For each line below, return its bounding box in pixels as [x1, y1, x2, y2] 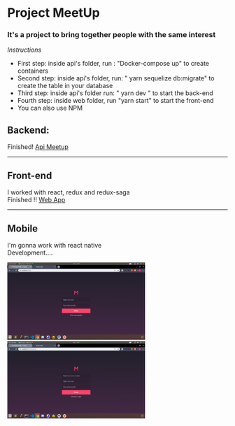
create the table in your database [17, 82, 113, 90]
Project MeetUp [7, 5, 100, 21]
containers [17, 66, 49, 75]
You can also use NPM [17, 104, 83, 113]
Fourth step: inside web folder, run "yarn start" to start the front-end [17, 97, 214, 105]
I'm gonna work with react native [7, 241, 102, 249]
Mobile [7, 222, 38, 234]
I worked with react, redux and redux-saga [7, 188, 131, 197]
